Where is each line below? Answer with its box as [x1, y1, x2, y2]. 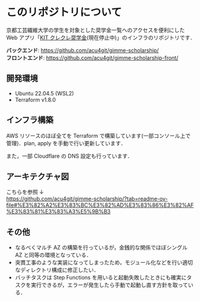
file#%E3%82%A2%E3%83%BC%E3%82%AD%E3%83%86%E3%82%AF [6, 201, 194, 209]
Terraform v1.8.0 [14, 96, 56, 103]
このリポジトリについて [6, 5, 122, 19]
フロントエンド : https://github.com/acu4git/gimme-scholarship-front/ [6, 54, 178, 61]
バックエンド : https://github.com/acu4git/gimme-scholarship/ [6, 46, 159, 54]
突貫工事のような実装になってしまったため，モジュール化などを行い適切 [14, 259, 193, 266]
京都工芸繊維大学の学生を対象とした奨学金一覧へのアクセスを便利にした [6, 26, 185, 34]
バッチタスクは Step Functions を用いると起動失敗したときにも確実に [14, 274, 187, 281]
